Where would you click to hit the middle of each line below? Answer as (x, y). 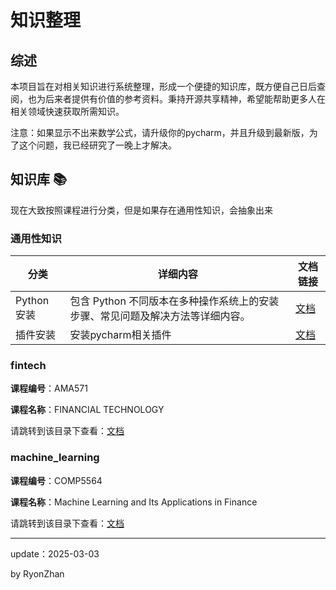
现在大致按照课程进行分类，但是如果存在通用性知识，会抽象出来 (141, 210)
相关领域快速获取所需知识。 (67, 111)
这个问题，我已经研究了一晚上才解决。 (97, 145)
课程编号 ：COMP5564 (56, 480)
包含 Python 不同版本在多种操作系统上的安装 (174, 301)
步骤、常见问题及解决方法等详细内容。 (160, 316)
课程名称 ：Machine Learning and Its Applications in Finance (134, 502)
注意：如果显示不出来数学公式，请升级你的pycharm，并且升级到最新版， (160, 132)
